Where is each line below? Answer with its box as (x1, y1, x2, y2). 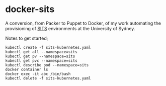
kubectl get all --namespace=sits (5, 49, 78, 54)
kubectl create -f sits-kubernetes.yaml (5, 45, 92, 50)
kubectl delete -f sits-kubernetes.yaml (5, 75, 92, 81)
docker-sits (5, 4, 55, 15)
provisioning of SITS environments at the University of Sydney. (5, 25, 135, 31)
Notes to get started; (5, 35, 48, 41)
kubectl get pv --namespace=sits (5, 54, 75, 59)
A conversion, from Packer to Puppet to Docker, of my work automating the (5, 20, 161, 26)
